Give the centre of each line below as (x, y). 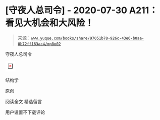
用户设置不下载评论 (25, 112)
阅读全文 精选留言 (23, 101)
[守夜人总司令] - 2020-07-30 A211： (82, 10)
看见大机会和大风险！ (50, 23)
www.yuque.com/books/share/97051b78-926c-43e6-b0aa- (88, 38)
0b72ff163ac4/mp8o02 (39, 44)
